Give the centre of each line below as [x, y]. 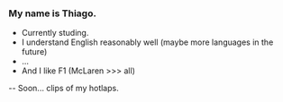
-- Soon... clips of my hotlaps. [64, 89]
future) [34, 52]
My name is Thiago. [52, 13]
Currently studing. [55, 33]
